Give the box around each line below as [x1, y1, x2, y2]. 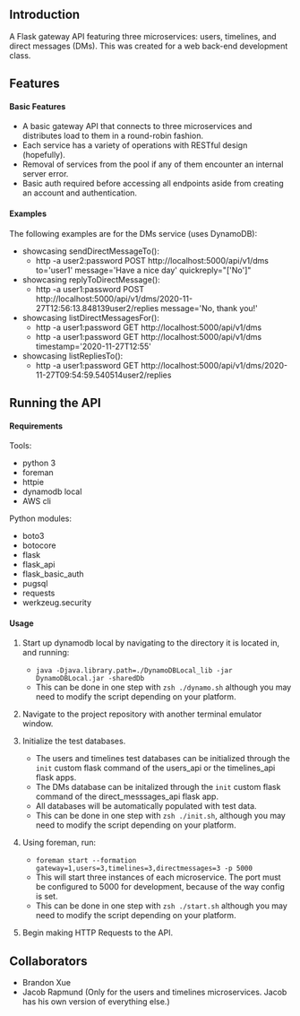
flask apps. [35, 772, 77, 783]
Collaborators [9, 953, 88, 968]
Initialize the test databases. [21, 735, 126, 747]
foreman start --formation [35, 856, 137, 865]
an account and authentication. [21, 187, 137, 198]
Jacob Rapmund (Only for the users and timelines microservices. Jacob [21, 986, 287, 998]
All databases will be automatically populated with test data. [35, 801, 257, 812]
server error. [21, 169, 69, 179]
